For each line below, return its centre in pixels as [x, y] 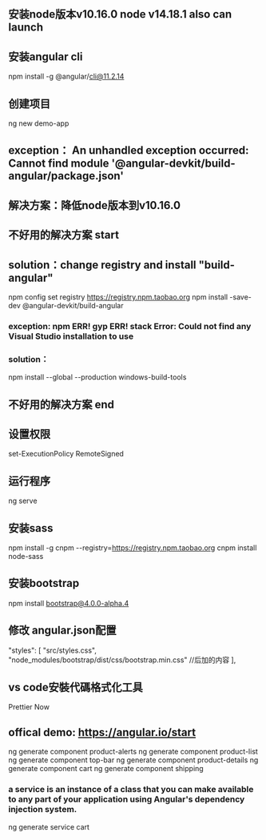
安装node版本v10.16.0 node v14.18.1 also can [120, 14]
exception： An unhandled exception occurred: [129, 151]
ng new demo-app [39, 123]
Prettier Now [29, 707]
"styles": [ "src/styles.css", [53, 650]
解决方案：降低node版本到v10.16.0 [95, 205]
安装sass [31, 528]
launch [26, 28]
